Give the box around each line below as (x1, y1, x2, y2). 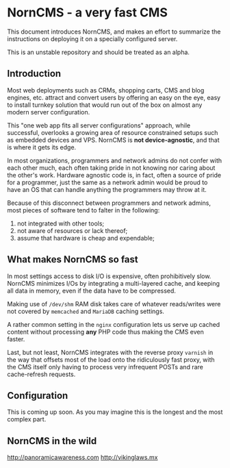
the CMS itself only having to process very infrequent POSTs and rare (7, 362, 203, 371)
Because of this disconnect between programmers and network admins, (7, 199, 211, 207)
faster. (7, 334, 25, 343)
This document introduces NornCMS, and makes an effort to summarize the (7, 27, 221, 36)
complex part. (7, 415, 47, 423)
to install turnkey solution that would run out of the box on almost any (7, 101, 203, 109)
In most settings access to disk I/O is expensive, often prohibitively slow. (7, 272, 212, 280)
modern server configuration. (7, 108, 90, 116)
